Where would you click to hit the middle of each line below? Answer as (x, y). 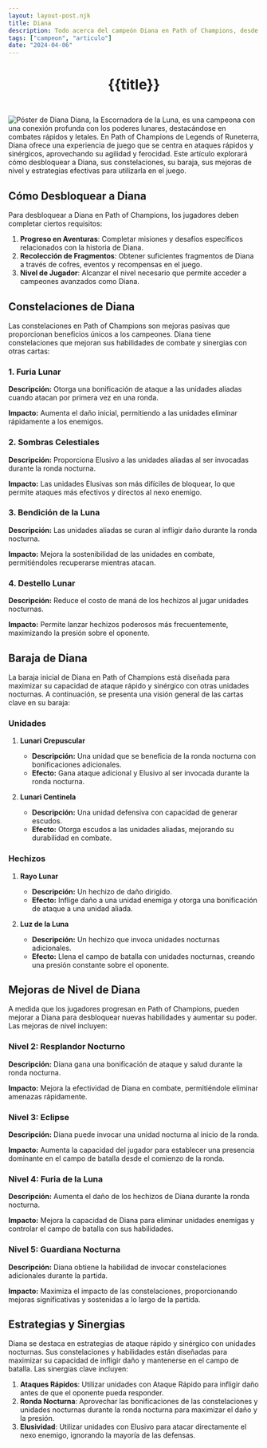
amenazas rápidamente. (48, 1096)
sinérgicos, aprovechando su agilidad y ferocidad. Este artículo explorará (128, 154)
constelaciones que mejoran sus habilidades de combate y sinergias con (128, 342)
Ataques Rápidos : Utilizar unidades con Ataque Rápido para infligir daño (139, 1384)
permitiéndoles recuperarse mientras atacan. (82, 562)
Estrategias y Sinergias (67, 1324)
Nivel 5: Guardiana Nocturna (65, 1249)
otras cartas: (29, 351)
